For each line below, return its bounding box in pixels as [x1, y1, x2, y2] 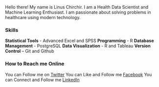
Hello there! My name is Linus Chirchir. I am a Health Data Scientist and [5, 4, 149, 10]
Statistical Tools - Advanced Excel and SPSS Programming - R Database [5, 38, 154, 43]
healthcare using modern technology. [5, 15, 81, 20]
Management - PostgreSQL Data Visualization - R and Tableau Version [5, 43, 151, 49]
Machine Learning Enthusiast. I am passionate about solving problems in [5, 9, 151, 15]
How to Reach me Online [5, 61, 65, 67]
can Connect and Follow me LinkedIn [5, 77, 80, 83]
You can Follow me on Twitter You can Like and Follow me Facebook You [5, 71, 152, 77]
